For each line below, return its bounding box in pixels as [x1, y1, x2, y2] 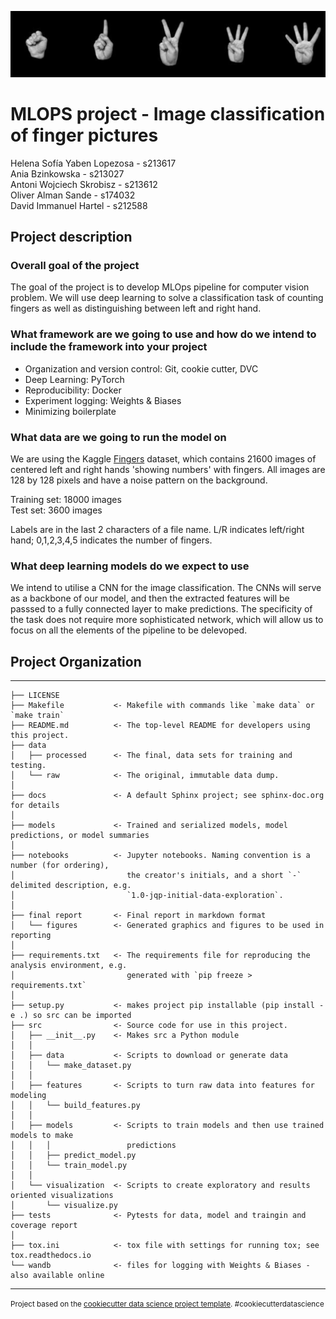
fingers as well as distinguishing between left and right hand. [10, 302, 262, 315]
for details [10, 801, 60, 811]
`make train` [10, 711, 65, 721]
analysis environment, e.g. [10, 961, 128, 971]
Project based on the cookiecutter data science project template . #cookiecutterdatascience [10, 1299, 325, 1310]
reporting [10, 931, 52, 941]
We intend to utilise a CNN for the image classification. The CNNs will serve [10, 582, 322, 594]
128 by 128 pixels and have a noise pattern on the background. [10, 474, 268, 486]
